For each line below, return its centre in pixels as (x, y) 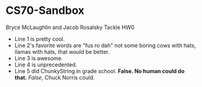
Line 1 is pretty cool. (39, 39)
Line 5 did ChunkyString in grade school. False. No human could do (99, 71)
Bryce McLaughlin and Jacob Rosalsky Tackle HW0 (70, 27)
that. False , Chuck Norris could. (55, 77)
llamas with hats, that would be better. (62, 51)
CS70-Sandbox (45, 11)
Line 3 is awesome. (39, 58)
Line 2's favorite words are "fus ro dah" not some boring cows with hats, (105, 45)
